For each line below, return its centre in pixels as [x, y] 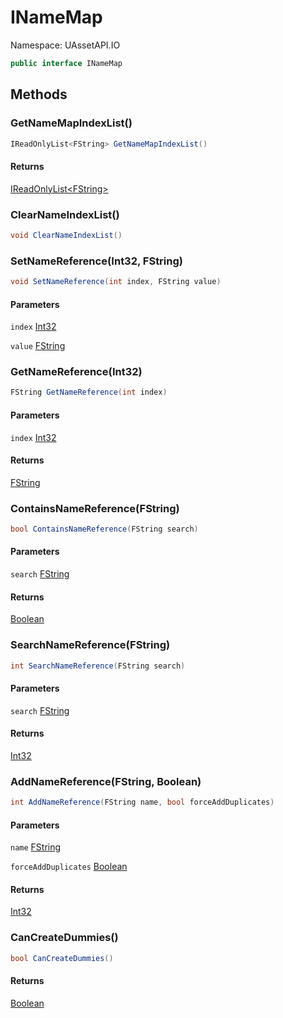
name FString [36, 847]
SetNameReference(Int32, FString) [96, 261]
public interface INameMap [66, 63]
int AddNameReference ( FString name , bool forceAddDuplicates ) [142, 802]
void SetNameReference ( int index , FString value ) [116, 282]
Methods [39, 94]
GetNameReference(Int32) [76, 372]
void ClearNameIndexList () [66, 235]
